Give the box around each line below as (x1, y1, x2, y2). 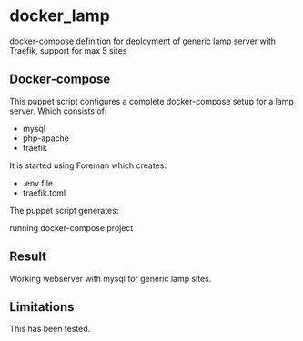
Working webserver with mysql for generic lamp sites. (9, 273, 212, 284)
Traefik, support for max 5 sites (9, 45, 127, 55)
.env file (22, 177, 53, 188)
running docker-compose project (9, 222, 134, 233)
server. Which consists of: (9, 105, 107, 116)
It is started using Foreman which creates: (9, 160, 167, 171)
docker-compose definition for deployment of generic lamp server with (9, 35, 276, 46)
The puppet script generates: (9, 205, 119, 216)
